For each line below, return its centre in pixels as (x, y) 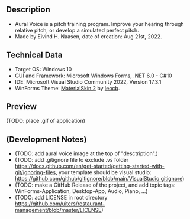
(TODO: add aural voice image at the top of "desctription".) (86, 153)
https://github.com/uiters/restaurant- (60, 204)
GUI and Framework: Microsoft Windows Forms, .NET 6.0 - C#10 (94, 76)
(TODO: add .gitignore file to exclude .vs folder (72, 160)
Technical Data (34, 55)
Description (28, 10)
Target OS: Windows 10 (43, 69)
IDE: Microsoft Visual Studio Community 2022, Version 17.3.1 (88, 81)
